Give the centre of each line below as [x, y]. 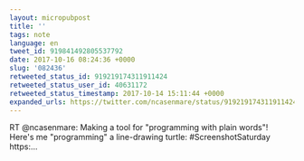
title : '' [28, 26]
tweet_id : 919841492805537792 [66, 52]
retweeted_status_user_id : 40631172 [78, 85]
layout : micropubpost [50, 18]
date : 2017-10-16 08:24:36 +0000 [72, 60]
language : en [34, 43]
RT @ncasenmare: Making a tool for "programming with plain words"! [139, 128]
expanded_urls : [38, 102]
